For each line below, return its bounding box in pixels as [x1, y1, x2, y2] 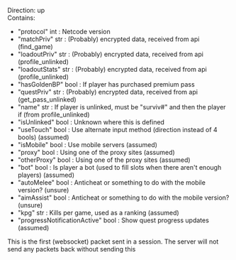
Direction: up [7, 6, 45, 14]
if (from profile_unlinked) [17, 110, 90, 119]
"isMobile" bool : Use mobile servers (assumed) [17, 141, 158, 148]
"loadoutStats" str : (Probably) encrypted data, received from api [17, 65, 207, 73]
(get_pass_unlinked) [17, 95, 77, 104]
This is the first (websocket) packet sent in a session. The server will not [7, 237, 219, 246]
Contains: [7, 13, 35, 22]
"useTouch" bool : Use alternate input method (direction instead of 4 [17, 126, 218, 134]
